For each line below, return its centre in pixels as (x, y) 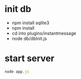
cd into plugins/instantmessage (44, 33)
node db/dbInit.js (29, 39)
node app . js (17, 72)
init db (18, 9)
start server (30, 59)
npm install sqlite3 (31, 23)
